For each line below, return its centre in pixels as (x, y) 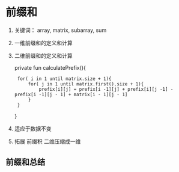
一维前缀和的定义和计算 (43, 43)
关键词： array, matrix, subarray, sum (60, 30)
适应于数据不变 (33, 128)
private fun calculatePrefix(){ (50, 67)
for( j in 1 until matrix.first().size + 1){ (86, 84)
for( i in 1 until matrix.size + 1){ (64, 79)
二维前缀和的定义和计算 (43, 55)
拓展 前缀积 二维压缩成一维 (47, 141)
